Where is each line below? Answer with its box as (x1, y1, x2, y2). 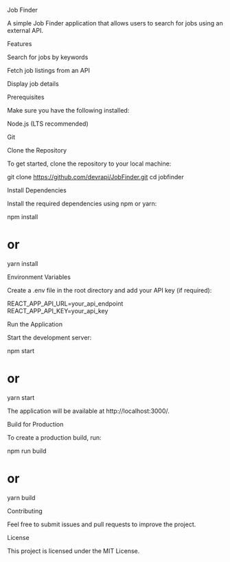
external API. (7, 27, 43, 34)
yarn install (7, 259, 38, 267)
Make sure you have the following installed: (7, 106, 130, 114)
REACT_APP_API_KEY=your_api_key (7, 306, 108, 315)
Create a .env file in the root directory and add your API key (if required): (7, 286, 212, 294)
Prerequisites (7, 93, 45, 101)
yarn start (7, 393, 35, 401)
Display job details (7, 80, 60, 88)
